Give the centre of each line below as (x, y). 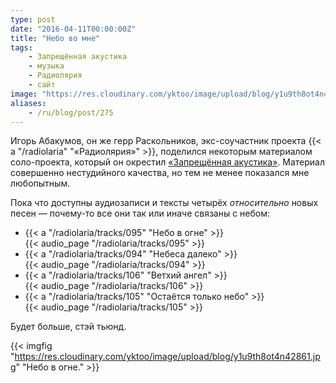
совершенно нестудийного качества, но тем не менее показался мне (160, 173)
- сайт (42, 85)
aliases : (28, 103)
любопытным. (40, 183)
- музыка (46, 66)
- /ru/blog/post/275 (71, 112)
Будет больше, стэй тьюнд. (68, 327)
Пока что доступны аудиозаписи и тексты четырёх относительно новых (164, 203)
